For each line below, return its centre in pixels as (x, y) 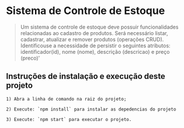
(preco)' (30, 58)
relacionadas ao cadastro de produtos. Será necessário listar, (94, 33)
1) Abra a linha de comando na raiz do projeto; (66, 99)
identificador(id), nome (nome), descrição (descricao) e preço (95, 51)
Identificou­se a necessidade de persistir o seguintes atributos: (95, 46)
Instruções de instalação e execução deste (86, 76)
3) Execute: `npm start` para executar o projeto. (69, 119)
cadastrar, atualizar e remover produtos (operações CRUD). (92, 39)
